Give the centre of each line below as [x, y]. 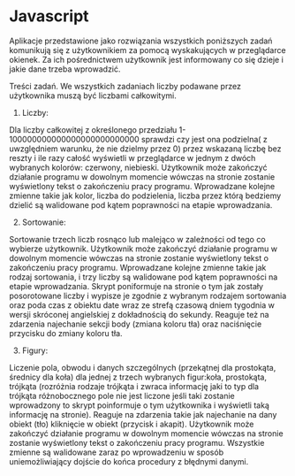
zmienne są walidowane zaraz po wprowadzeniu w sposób [116, 452]
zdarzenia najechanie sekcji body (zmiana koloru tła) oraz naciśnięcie [136, 324]
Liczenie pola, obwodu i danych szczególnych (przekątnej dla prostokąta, [143, 367]
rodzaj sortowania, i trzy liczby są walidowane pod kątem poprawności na [144, 277]
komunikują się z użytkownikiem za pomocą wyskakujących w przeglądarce [147, 50]
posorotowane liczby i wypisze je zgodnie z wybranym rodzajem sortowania [148, 296]
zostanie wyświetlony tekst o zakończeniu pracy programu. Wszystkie [137, 442]
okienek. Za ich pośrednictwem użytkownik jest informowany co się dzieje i [147, 59]
